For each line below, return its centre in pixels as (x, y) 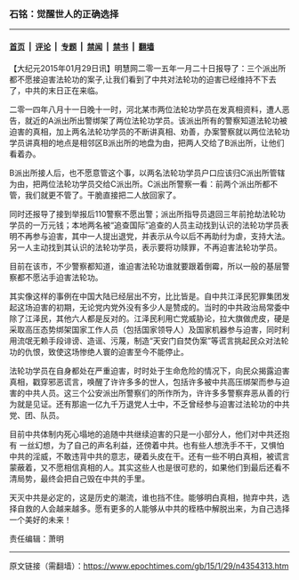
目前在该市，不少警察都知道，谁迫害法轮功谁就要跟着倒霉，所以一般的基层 (145, 266)
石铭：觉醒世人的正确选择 (64, 13)
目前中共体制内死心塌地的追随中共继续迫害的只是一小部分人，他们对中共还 (145, 434)
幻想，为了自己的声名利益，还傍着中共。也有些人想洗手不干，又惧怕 (159, 445)
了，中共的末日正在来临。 (56, 90)
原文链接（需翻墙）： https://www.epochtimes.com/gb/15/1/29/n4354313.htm (149, 566)
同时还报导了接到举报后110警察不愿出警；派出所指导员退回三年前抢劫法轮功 (148, 213)
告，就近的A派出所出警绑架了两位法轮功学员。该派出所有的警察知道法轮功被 (148, 120)
